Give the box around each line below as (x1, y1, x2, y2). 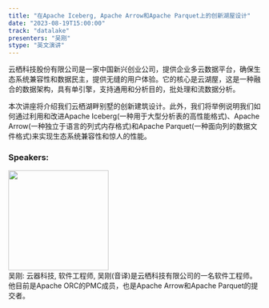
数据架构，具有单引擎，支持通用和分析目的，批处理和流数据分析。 (22, 85, 240, 94)
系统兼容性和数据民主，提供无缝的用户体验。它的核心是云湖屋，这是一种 (14, 74, 254, 84)
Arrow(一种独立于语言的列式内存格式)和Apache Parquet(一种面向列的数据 (8, 122, 251, 131)
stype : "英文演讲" (8, 42, 66, 50)
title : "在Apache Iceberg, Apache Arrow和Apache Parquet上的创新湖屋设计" (8, 11, 251, 20)
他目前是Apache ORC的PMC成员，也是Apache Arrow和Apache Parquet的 (8, 281, 251, 290)
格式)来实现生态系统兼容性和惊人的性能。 (14, 131, 152, 141)
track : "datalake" (8, 26, 70, 34)
